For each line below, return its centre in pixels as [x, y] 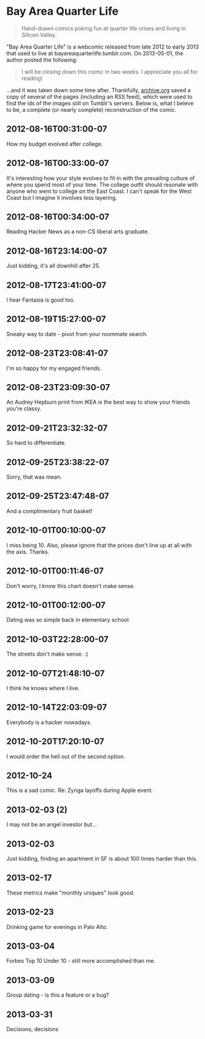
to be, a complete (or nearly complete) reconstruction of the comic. [91, 109]
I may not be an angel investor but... [52, 825]
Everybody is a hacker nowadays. [49, 722]
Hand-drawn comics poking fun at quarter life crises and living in [103, 28]
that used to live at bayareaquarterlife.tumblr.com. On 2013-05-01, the [95, 53]
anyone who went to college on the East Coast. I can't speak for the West [99, 191]
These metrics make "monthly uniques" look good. [71, 893]
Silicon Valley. [39, 34]
